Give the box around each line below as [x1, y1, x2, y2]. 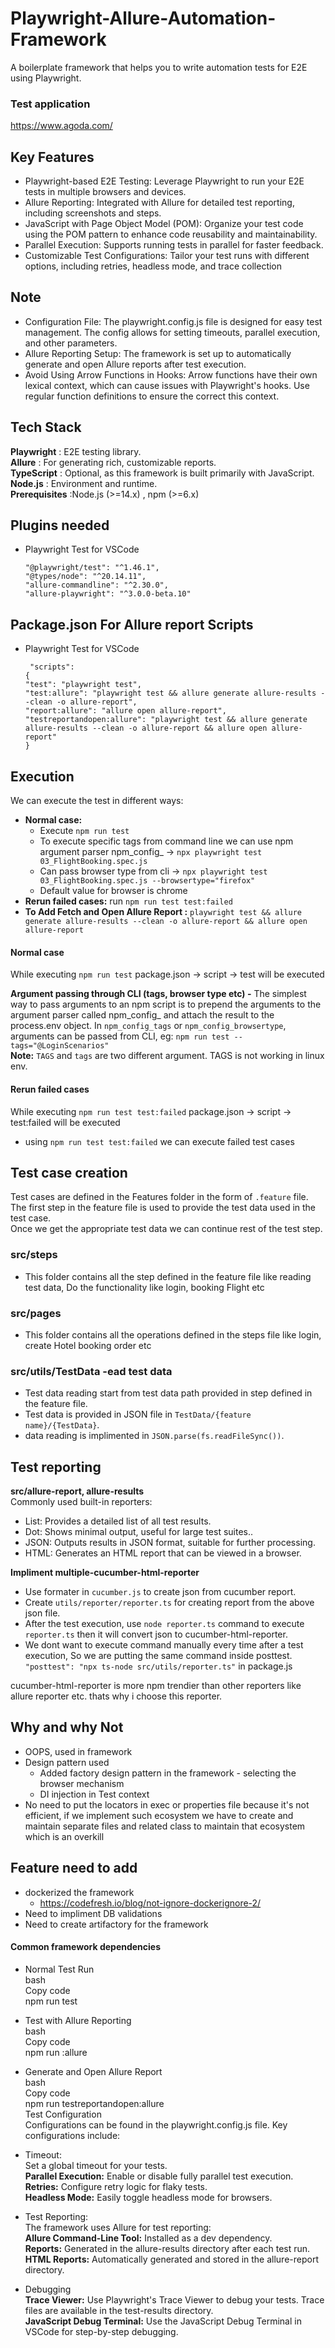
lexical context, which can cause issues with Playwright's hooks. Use [24, 379, 310, 391]
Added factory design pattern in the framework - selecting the [39, 1767, 297, 1779]
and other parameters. [24, 337, 118, 349]
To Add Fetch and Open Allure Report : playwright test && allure [24, 906, 302, 918]
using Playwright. [10, 72, 82, 84]
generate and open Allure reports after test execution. [24, 358, 247, 370]
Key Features [10, 148, 95, 166]
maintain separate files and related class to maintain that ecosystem [24, 1820, 306, 1832]
